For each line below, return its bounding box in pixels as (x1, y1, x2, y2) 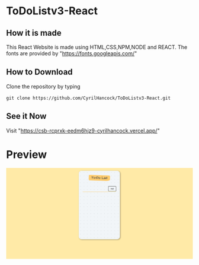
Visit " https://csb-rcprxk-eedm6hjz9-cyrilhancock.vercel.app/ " (6, 127, 160, 134)
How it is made (6, 28, 62, 38)
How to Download (6, 67, 73, 77)
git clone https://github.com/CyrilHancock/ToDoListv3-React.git (6, 95, 171, 101)
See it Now (6, 111, 47, 121)
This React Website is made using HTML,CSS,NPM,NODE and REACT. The (6, 43, 188, 51)
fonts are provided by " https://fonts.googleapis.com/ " (6, 50, 137, 57)
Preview (6, 147, 47, 161)
